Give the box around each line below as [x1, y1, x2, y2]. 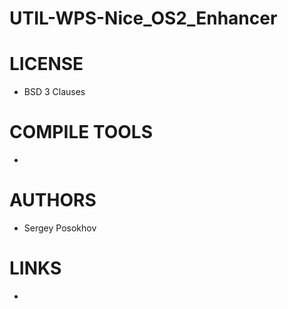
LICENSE [9, 53, 84, 76]
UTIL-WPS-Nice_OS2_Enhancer [9, 7, 278, 30]
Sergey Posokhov [23, 222, 97, 234]
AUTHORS [9, 189, 97, 212]
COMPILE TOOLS [9, 121, 153, 144]
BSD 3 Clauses [23, 86, 86, 98]
